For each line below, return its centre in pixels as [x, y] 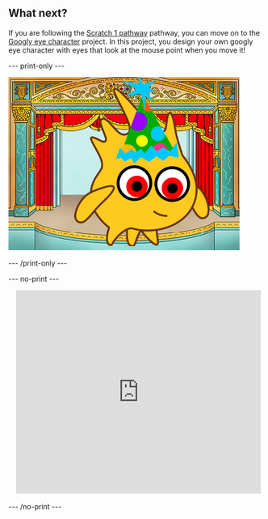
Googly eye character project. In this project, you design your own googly [131, 41]
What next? [38, 13]
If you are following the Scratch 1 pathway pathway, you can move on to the [134, 32]
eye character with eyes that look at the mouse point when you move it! [127, 50]
